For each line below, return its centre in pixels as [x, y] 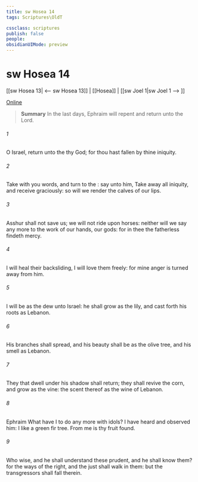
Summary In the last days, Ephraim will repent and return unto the [102, 113]
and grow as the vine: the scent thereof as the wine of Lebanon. [85, 390]
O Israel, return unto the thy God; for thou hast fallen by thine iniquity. [92, 152]
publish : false [25, 33]
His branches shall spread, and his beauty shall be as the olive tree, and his [99, 345]
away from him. [25, 274]
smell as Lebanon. [29, 351]
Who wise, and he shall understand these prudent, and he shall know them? [99, 460]
